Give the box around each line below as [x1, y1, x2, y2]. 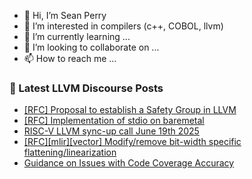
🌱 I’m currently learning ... [23, 31, 131, 42]
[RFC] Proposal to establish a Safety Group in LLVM [23, 104, 237, 116]
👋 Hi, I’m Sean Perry [23, 10, 107, 21]
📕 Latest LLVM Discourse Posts [9, 81, 164, 95]
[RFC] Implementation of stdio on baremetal [23, 115, 205, 127]
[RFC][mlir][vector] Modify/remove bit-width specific [23, 136, 242, 148]
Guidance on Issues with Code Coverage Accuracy [23, 157, 235, 169]
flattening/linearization [23, 146, 117, 159]
